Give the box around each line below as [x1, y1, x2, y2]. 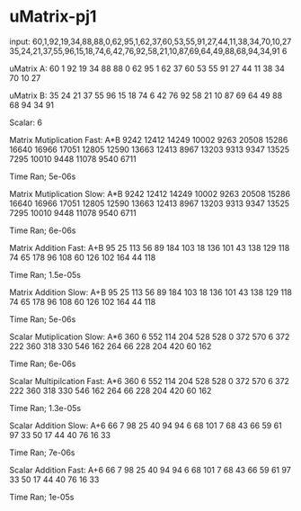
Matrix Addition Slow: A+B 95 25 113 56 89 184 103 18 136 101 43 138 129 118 [9, 286, 292, 298]
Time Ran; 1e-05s [9, 491, 75, 502]
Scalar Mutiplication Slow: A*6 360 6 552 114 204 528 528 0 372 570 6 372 [9, 331, 290, 342]
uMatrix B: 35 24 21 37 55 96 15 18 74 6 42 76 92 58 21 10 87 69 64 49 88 [9, 90, 283, 101]
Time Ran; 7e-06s [9, 447, 75, 458]
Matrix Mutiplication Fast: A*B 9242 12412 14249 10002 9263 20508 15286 [9, 134, 288, 145]
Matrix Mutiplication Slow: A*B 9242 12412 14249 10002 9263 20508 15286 [9, 188, 290, 199]
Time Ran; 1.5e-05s [9, 269, 81, 280]
